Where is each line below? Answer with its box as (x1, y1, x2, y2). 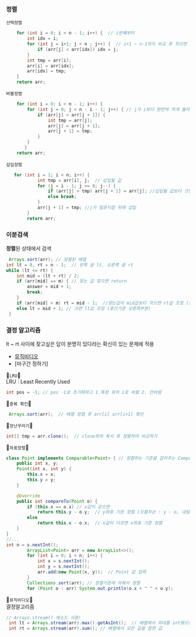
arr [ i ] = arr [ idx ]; (27, 63, 75, 69)
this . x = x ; (27, 471, 57, 478)
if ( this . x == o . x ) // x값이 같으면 (27, 504, 110, 510)
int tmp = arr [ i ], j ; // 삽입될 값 (37, 177, 121, 183)
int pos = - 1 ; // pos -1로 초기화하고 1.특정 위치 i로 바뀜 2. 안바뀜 (6, 389, 162, 395)
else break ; (47, 194, 77, 200)
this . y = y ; (27, 477, 57, 483)
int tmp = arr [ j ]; (47, 117, 93, 124)
